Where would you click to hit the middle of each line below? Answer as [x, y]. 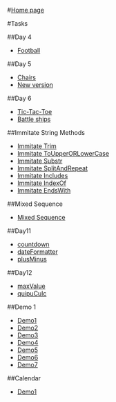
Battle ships [34, 119]
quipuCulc [32, 294]
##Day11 [19, 231]
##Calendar [24, 378]
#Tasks [18, 23]
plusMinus [32, 259]
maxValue [31, 286]
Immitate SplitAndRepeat [52, 168]
